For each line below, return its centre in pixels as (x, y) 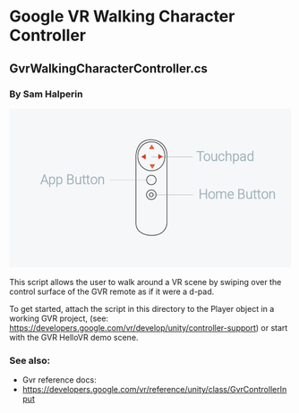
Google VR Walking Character (122, 17)
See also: (30, 361)
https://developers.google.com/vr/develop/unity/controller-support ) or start (149, 328)
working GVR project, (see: (59, 318)
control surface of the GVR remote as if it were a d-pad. (112, 291)
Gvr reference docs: (59, 380)
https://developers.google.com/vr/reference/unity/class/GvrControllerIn (154, 390)
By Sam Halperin (46, 94)
